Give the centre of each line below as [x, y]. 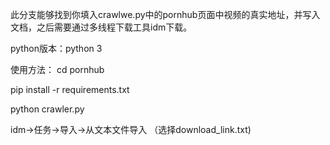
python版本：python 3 [56, 48]
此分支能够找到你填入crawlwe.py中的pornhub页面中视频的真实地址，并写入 [165, 14]
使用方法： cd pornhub [57, 69]
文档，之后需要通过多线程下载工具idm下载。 [101, 27]
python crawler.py [47, 109]
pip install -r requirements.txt [70, 89]
